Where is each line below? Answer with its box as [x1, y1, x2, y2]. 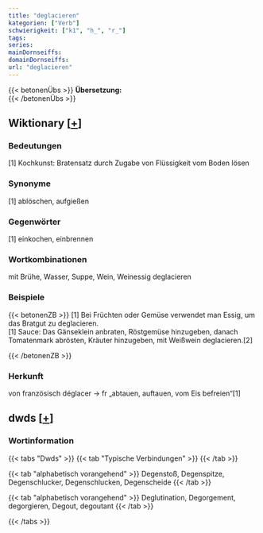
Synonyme [8, 178, 52, 189]
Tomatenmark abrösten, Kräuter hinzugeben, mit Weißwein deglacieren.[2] [8, 335, 253, 345]
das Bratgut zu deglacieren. [8, 319, 99, 328]
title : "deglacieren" [8, 11, 80, 20]
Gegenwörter [8, 216, 61, 227]
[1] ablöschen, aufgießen [8, 196, 90, 206]
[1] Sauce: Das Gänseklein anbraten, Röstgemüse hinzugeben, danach [8, 326, 238, 336]
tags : [8, 33, 26, 42]
